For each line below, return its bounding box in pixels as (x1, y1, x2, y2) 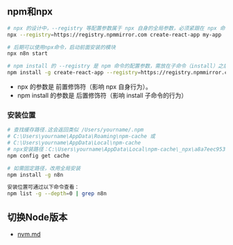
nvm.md (17, 230, 41, 239)
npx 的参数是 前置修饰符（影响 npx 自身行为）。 (17, 83, 152, 91)
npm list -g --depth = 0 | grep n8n (7, 190, 107, 197)
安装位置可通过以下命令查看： (7, 184, 80, 191)
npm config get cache (7, 152, 70, 159)
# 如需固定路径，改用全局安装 (7, 164, 81, 171)
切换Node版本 (7, 211, 68, 223)
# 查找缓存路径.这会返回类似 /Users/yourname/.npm (7, 126, 144, 133)
